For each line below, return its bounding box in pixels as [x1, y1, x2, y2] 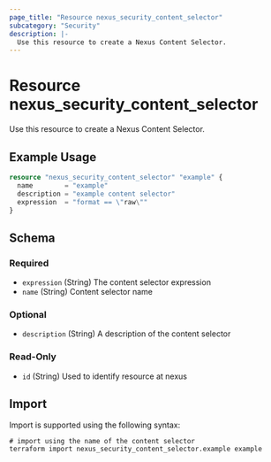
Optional [9, 308, 47, 320]
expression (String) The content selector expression [21, 277, 212, 288]
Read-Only [9, 350, 57, 363]
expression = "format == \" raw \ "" [17, 197, 148, 206]
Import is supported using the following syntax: [9, 420, 181, 430]
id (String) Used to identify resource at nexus [21, 371, 188, 381]
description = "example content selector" [17, 189, 176, 198]
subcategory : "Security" [9, 21, 101, 30]
